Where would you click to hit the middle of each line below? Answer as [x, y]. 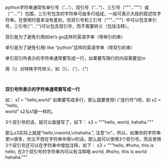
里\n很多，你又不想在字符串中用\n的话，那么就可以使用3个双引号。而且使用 [83, 139]
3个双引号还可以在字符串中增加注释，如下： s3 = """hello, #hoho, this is [79, 145]
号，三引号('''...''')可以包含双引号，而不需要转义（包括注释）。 [68, 26]
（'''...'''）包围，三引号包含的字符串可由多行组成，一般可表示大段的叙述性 [81, 14]
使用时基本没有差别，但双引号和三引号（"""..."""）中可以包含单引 [90, 20]
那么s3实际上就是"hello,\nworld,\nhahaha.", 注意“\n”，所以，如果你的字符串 [83, 133]
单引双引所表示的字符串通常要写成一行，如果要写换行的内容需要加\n [75, 58]
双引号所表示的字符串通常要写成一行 [43, 89]
